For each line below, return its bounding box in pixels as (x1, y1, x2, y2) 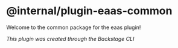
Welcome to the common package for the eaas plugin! (6, 24, 141, 31)
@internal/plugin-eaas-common (6, 4, 173, 18)
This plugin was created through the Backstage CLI (6, 35, 135, 42)
